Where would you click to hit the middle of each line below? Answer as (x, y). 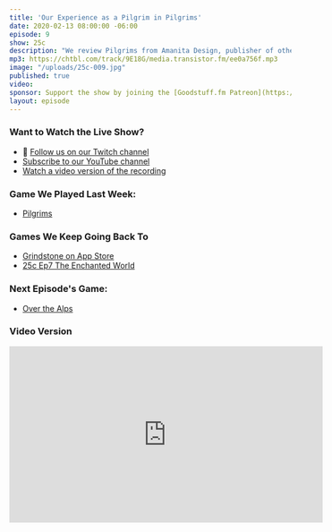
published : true (39, 76)
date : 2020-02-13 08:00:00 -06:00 (74, 26)
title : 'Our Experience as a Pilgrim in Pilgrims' (106, 17)
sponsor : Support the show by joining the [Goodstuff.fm (118, 92)
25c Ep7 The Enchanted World (78, 266)
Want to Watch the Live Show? (77, 133)
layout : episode (39, 101)
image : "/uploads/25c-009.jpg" (68, 68)
